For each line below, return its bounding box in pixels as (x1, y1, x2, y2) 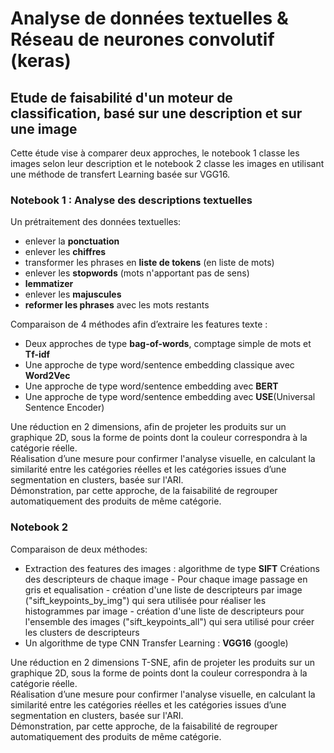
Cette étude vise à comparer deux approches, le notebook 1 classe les (10, 147, 300, 159)
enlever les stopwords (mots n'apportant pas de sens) (24, 267, 250, 279)
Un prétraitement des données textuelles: (10, 216, 182, 228)
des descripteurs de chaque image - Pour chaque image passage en (24, 573, 308, 585)
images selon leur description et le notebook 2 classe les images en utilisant (10, 158, 325, 169)
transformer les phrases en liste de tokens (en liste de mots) (24, 257, 275, 269)
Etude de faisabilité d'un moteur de (10, 89, 233, 106)
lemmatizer (24, 278, 74, 290)
